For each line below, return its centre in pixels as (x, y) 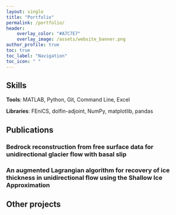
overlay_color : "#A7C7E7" (49, 34)
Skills (16, 85)
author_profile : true (33, 45)
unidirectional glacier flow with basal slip (66, 154)
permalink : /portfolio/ (36, 23)
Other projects (33, 204)
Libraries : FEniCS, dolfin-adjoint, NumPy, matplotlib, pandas (80, 111)
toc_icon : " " (24, 61)
